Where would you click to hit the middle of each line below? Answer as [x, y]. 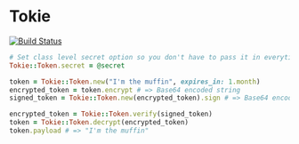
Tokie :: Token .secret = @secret [67, 65]
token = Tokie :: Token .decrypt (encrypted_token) [99, 123]
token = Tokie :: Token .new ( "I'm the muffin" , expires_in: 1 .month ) [135, 82]
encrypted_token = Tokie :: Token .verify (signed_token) [111, 114]
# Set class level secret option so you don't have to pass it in [135, 57]
